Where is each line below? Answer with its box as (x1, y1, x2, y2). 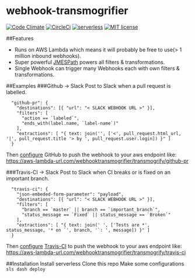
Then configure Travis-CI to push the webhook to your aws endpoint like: (6, 242, 182, 249)
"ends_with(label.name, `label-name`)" (21, 120, 119, 126)
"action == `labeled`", (21, 115, 80, 121)
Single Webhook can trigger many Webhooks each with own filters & (14, 64, 180, 71)
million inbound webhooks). (14, 52, 82, 59)
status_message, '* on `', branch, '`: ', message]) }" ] (6, 227, 150, 233)
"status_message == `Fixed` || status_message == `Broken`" (21, 212, 171, 218)
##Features (6, 35, 34, 42)
